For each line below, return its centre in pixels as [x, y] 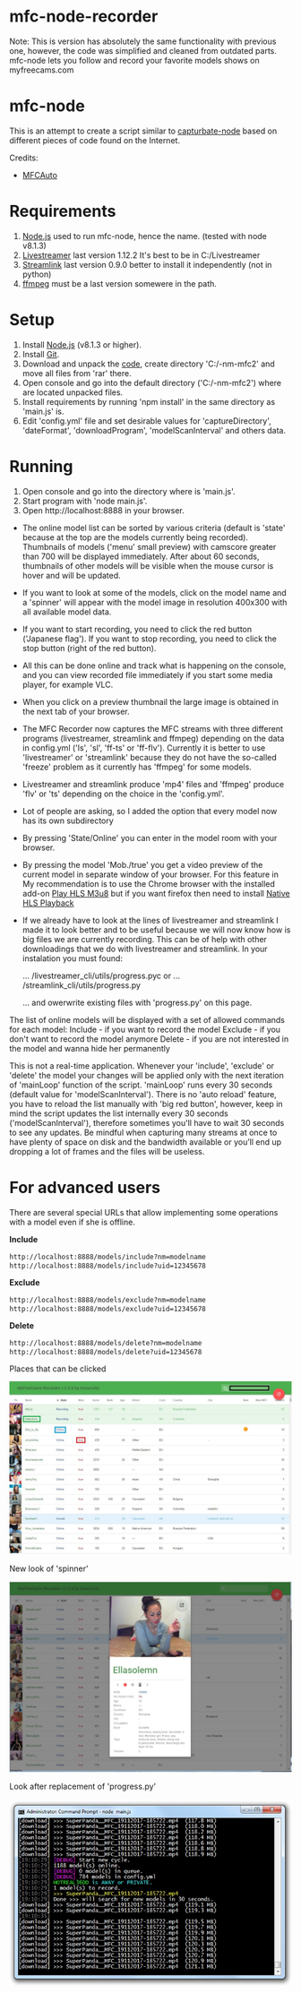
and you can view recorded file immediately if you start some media [147, 674]
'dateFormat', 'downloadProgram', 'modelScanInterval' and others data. [154, 430]
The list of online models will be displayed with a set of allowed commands [147, 1019]
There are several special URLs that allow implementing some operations [144, 1212]
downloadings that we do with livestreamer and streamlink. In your [145, 949]
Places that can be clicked [58, 1369]
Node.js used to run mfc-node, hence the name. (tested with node [144, 236]
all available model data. [67, 612]
